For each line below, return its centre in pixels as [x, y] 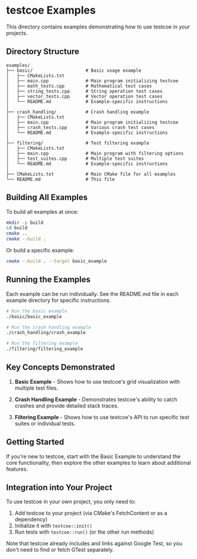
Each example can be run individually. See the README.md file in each [92, 294]
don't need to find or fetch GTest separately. [60, 550]
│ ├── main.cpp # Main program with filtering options [95, 153]
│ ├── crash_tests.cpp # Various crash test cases [80, 127]
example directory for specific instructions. [59, 300]
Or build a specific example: [40, 250]
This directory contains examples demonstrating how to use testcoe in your [98, 27]
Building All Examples [47, 197]
